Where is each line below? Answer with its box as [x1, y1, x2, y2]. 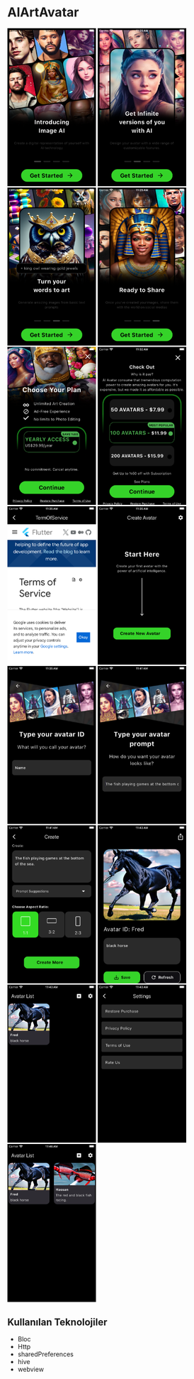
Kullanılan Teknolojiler [7, 1316, 108, 1328]
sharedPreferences [17, 1350, 74, 1358]
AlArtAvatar [7, 4, 79, 21]
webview [17, 1365, 45, 1374]
